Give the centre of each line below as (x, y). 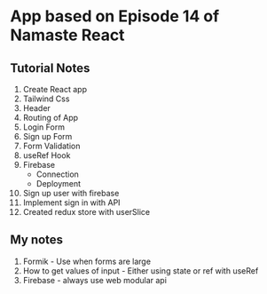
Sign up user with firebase (71, 193)
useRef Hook (47, 155)
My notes (37, 240)
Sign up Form (47, 136)
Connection (57, 174)
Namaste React (67, 35)
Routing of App (51, 118)
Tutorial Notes (50, 68)
